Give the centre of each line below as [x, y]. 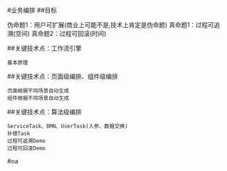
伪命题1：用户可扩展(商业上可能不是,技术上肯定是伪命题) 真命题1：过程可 [111, 25]
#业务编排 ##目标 [32, 10]
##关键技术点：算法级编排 [44, 112]
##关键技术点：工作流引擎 [44, 48]
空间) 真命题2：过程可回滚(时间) [61, 34]
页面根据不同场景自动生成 [38, 91]
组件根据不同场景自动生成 [38, 98]
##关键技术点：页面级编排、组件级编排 [63, 76]
